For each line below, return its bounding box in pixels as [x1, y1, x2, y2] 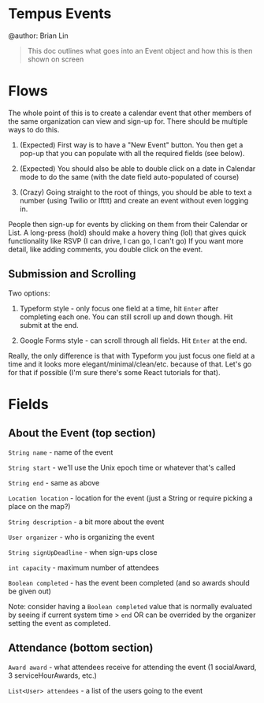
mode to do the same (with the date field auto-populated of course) [19, 172, 240, 181]
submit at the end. [19, 320, 79, 329]
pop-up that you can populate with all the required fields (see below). [19, 148, 245, 158]
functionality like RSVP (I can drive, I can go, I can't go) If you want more [8, 236, 244, 245]
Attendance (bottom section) [8, 642, 154, 655]
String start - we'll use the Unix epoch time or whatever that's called [8, 463, 236, 472]
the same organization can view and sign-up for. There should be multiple [8, 116, 248, 126]
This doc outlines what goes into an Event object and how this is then [27, 46, 253, 55]
